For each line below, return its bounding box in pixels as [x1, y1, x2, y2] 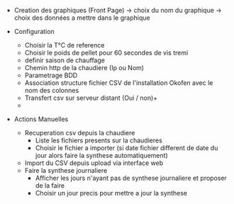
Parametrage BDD [24, 71, 78, 79]
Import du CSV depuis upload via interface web [24, 159, 164, 167]
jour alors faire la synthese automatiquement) [35, 152, 168, 159]
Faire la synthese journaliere [24, 166, 108, 174]
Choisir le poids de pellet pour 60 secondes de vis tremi [24, 49, 189, 57]
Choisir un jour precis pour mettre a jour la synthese [35, 189, 188, 197]
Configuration [13, 28, 55, 35]
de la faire [35, 181, 65, 190]
